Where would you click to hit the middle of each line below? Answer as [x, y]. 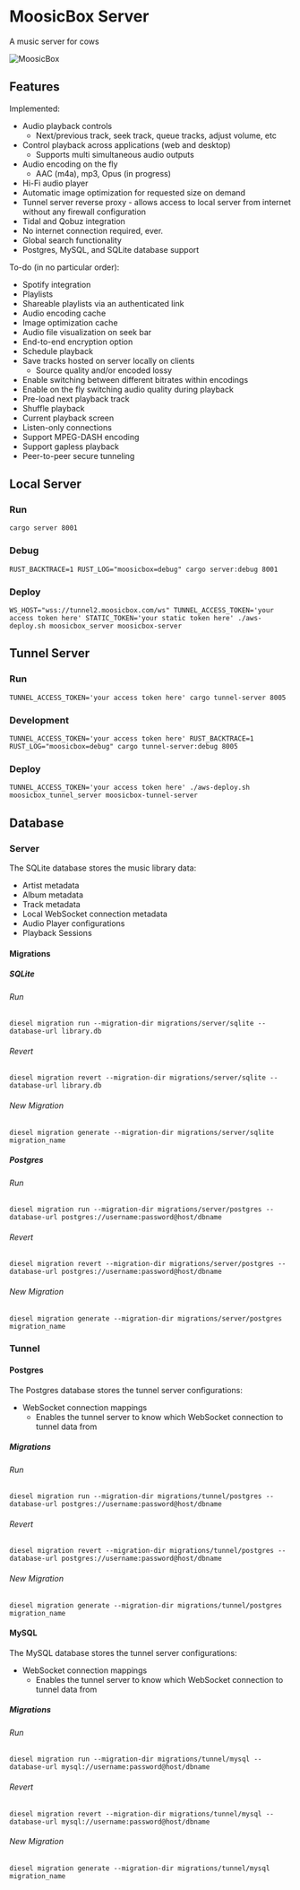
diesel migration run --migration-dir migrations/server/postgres [136, 1209]
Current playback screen [68, 418]
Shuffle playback [53, 408]
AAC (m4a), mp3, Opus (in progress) [103, 173]
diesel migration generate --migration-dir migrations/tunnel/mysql [140, 1868]
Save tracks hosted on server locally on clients [108, 360]
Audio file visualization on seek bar [87, 332]
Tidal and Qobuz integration [73, 221]
